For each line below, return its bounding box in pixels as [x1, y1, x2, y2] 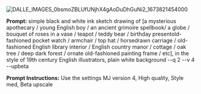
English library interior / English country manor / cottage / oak [32, 43, 186, 50]
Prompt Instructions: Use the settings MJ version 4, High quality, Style [6, 75, 184, 81]
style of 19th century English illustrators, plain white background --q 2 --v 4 [6, 56, 195, 63]
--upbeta [6, 62, 29, 70]
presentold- [152, 30, 182, 38]
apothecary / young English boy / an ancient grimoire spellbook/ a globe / [6, 24, 190, 31]
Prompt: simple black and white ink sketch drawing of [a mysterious [6, 18, 177, 24]
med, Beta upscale [6, 81, 53, 88]
